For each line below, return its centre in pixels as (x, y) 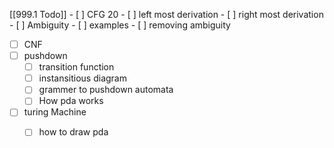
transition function (76, 67)
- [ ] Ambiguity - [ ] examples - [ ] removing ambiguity (120, 25)
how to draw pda (73, 132)
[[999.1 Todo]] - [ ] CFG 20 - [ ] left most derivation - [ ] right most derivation (166, 14)
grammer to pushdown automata (106, 90)
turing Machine (55, 112)
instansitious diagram (82, 78)
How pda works (71, 101)
